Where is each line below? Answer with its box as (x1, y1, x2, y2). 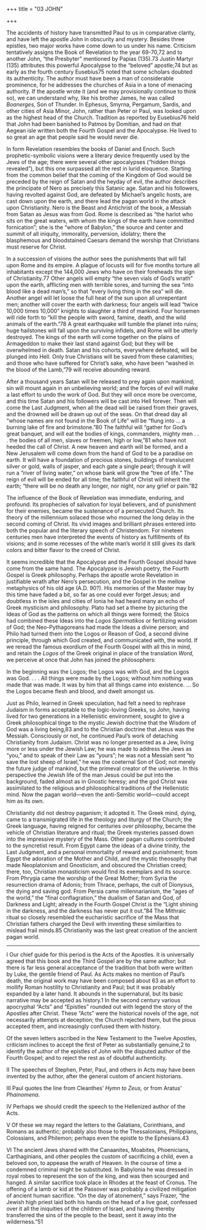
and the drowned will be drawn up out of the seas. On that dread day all (6, 411, 188, 418)
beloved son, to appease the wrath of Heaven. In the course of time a (6, 1159, 182, 1166)
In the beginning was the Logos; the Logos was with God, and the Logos (6, 668, 189, 675)
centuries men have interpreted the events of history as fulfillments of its (6, 534, 190, 540)
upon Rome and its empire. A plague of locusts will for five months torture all (6, 262, 200, 269)
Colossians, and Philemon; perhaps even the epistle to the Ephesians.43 (6, 1134, 189, 1142)
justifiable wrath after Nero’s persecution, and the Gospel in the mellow (6, 578, 186, 585)
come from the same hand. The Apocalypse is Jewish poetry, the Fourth (6, 565, 189, 572)
